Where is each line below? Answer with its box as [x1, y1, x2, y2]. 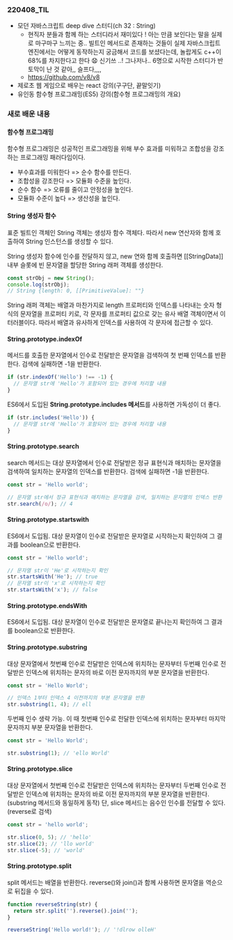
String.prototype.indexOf [7, 335, 83, 343]
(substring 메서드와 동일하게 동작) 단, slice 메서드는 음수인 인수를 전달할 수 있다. [7, 798, 226, 807]
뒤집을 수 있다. [14, 887, 54, 895]
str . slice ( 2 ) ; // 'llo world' [7, 840, 95, 847]
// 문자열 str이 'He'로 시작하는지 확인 [7, 567, 109, 574]
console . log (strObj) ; [7, 281, 70, 288]
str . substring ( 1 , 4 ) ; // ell [7, 701, 92, 708]
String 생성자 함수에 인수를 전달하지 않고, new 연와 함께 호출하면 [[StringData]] [7, 252, 224, 260]
